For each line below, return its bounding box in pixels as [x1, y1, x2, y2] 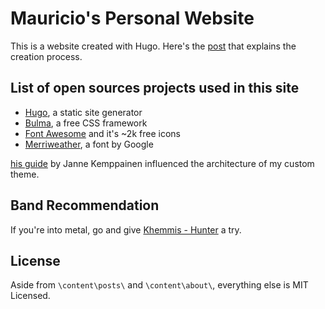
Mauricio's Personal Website [10, 7, 255, 30]
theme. [10, 168, 40, 180]
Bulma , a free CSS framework [24, 117, 148, 129]
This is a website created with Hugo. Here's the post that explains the [10, 40, 297, 52]
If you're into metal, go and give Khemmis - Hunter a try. [10, 223, 242, 236]
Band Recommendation [10, 197, 160, 214]
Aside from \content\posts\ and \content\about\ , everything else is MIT [10, 279, 309, 291]
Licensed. [10, 290, 51, 302]
